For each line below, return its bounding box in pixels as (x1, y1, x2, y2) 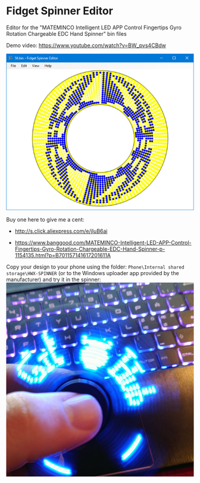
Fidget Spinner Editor (6, 4, 113, 18)
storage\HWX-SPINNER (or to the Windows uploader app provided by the (6, 269, 180, 276)
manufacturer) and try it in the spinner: (6, 276, 101, 283)
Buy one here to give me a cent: (6, 216, 85, 223)
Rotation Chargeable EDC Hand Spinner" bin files (6, 30, 127, 37)
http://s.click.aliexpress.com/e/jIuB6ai (14, 228, 108, 235)
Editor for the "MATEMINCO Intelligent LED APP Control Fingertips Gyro (6, 24, 182, 31)
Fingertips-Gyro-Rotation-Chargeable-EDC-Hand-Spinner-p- (14, 245, 165, 253)
